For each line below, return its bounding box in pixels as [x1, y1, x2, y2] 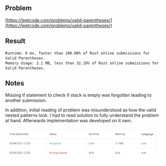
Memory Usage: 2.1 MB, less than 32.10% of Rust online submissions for [5, 61, 159, 66]
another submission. [5, 97, 47, 103]
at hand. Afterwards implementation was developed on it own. [5, 118, 132, 124]
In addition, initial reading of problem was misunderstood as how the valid [5, 107, 157, 113]
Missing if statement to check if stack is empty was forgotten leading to [5, 92, 152, 98]
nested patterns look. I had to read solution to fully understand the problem [5, 112, 159, 118]
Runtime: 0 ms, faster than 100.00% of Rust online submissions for [5, 51, 150, 56]
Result [5, 37, 26, 45]
